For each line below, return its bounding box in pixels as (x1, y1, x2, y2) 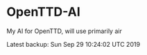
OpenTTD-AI (6, 4, 80, 20)
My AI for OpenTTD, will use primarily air (6, 27, 122, 35)
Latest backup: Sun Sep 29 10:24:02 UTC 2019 (6, 40, 140, 48)
